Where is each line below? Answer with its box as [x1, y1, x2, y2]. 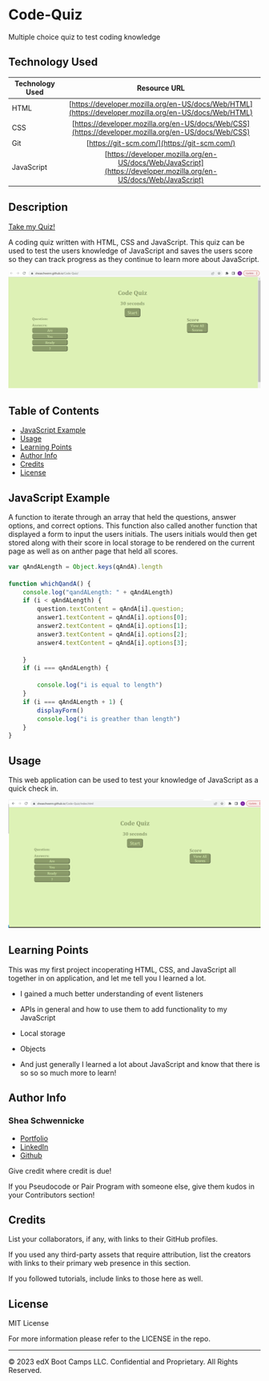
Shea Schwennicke [8, 1115, 85, 1126]
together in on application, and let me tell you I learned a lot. [8, 973, 207, 983]
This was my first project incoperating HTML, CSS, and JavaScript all [8, 964, 236, 974]
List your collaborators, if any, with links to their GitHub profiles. [8, 1234, 219, 1244]
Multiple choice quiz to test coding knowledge [8, 32, 161, 42]
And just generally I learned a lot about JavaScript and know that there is [19, 1059, 260, 1069]
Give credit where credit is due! [8, 1166, 112, 1175]
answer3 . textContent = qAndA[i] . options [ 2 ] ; [37, 630, 188, 638]
